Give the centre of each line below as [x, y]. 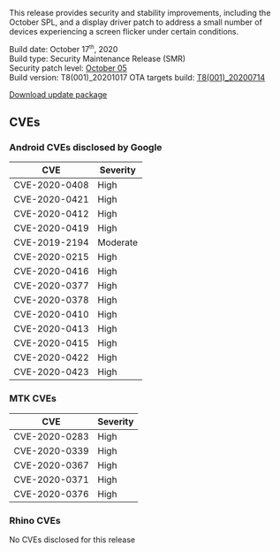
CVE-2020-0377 [52, 286]
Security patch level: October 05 [68, 68]
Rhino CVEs [35, 520]
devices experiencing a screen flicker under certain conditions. [124, 31]
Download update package [58, 94]
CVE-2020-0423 [52, 372]
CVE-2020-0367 [52, 465]
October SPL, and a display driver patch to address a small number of [136, 22]
